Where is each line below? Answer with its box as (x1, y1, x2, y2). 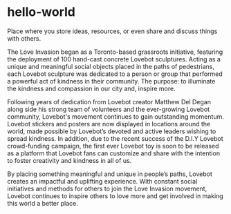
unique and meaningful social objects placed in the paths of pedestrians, (7, 62, 215, 70)
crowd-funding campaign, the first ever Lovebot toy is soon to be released (7, 142, 219, 150)
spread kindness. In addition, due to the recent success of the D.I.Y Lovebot (7, 134, 223, 142)
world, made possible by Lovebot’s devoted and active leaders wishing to (7, 127, 216, 135)
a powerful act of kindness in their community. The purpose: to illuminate (7, 77, 216, 85)
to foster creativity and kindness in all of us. (7, 156, 132, 164)
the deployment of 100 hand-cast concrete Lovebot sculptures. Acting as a (7, 55, 221, 63)
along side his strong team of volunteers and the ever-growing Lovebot (7, 105, 210, 113)
